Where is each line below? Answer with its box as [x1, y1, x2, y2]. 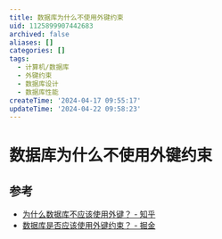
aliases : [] [9, 37, 53, 47]
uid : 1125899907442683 [9, 21, 94, 30]
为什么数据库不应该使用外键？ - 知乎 [21, 209, 156, 219]
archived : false [9, 29, 70, 38]
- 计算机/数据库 [17, 63, 70, 72]
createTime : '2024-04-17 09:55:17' [9, 95, 142, 105]
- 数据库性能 [17, 87, 60, 96]
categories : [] [9, 46, 66, 55]
